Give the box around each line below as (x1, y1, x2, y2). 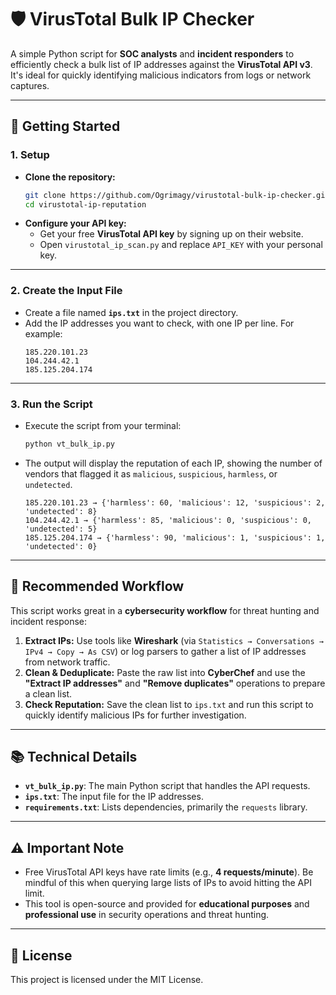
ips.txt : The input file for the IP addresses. (24, 791, 204, 803)
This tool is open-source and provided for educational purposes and (24, 898, 310, 910)
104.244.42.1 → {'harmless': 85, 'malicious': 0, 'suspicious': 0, (24, 515, 312, 525)
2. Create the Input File (10, 284, 123, 298)
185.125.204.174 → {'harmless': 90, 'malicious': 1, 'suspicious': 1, (24, 532, 326, 543)
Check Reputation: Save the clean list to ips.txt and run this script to (24, 698, 314, 710)
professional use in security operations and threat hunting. (24, 909, 270, 921)
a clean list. (24, 687, 73, 700)
